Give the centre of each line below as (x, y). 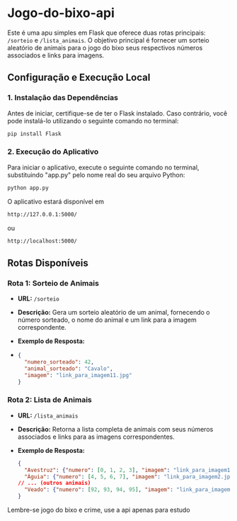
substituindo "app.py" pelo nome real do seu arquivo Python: (96, 174)
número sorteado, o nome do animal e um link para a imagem (107, 320)
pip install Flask (34, 134)
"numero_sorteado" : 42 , (59, 362)
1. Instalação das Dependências (63, 98)
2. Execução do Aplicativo (53, 152)
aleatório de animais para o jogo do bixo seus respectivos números (105, 47)
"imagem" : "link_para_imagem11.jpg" (78, 375)
